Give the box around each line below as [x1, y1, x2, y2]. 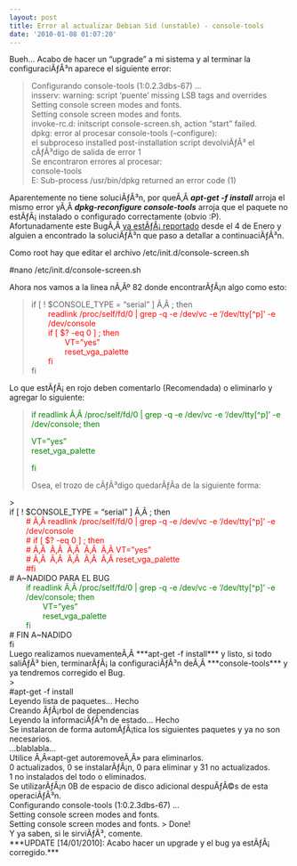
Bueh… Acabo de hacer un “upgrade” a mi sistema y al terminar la [9, 54, 251, 65]
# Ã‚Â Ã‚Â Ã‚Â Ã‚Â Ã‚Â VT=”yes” [26, 545, 151, 555]
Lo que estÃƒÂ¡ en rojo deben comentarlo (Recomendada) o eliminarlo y [9, 383, 273, 393]
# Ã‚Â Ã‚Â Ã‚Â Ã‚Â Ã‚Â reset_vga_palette [26, 554, 181, 565]
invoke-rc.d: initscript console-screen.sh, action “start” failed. [30, 118, 258, 129]
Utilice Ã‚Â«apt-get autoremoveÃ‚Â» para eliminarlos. [9, 753, 205, 764]
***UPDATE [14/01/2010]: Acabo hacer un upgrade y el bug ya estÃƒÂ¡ [9, 838, 270, 848]
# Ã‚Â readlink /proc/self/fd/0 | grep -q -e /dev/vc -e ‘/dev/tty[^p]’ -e [26, 516, 276, 527]
